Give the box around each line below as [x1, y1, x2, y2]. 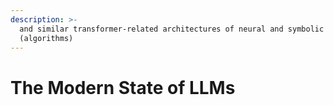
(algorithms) [19, 33, 74, 43]
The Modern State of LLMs [10, 76, 236, 99]
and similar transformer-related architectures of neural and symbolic [19, 24, 325, 34]
